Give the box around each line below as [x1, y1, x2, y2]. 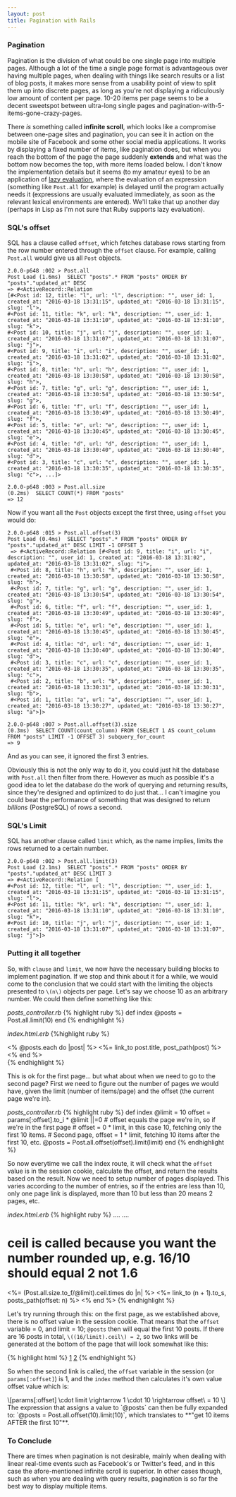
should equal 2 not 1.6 [7, 1265, 139, 1281]
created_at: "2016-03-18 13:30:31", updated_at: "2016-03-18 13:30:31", [7, 684, 225, 691]
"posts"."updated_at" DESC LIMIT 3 [7, 870, 112, 878]
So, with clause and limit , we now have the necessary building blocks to [7, 965, 220, 973]
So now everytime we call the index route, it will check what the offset [7, 1159, 213, 1167]
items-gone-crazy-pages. [7, 109, 82, 117]
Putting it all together [7, 948, 81, 958]
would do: [7, 516, 37, 525]
